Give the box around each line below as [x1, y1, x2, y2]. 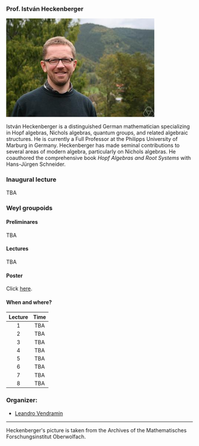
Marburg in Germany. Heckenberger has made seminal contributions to [6, 142, 180, 149]
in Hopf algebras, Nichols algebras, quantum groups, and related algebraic [6, 129, 188, 136]
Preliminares [6, 219, 38, 226]
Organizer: [6, 396, 38, 405]
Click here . [6, 285, 33, 292]
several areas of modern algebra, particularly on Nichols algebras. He [6, 148, 176, 155]
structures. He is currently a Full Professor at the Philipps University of [6, 136, 178, 143]
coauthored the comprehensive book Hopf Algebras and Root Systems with [6, 155, 191, 162]
